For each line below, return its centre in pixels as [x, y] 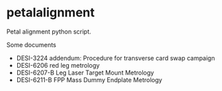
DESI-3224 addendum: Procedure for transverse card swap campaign [115, 58]
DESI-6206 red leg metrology [58, 65]
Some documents [31, 44]
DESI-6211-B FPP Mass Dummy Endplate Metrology [89, 79]
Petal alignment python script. [49, 31]
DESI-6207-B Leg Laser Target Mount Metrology [85, 73]
